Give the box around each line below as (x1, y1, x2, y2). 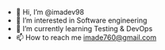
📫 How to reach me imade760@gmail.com (15, 33, 157, 42)
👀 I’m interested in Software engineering (15, 16, 148, 25)
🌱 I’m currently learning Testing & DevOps (15, 24, 153, 33)
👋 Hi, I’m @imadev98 (15, 8, 85, 16)
